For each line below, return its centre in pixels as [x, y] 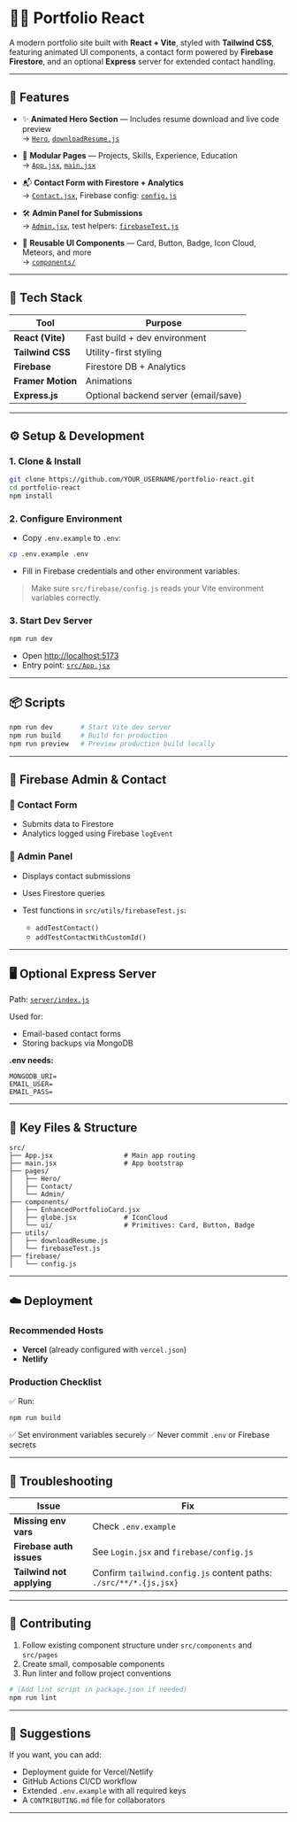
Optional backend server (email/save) [164, 395]
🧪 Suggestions [50, 1733]
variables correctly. [66, 598]
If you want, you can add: [55, 1755]
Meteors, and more [57, 252]
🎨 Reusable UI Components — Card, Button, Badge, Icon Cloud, [139, 243]
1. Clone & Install [45, 461]
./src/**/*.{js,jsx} [136, 1583]
